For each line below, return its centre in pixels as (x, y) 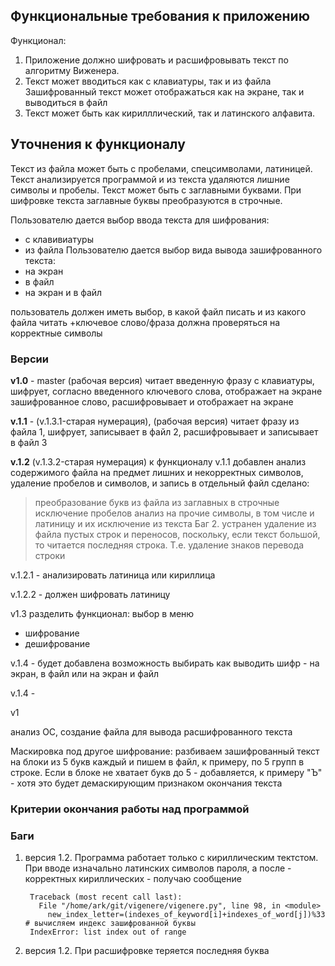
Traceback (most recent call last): (106, 897)
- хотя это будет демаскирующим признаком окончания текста (146, 783)
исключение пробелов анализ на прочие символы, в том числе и (174, 513)
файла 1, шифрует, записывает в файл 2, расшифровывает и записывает (164, 431)
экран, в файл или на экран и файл (85, 673)
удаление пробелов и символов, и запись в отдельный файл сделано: (160, 483)
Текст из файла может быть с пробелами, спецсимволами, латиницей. (161, 168)
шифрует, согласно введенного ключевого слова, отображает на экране (166, 391)
